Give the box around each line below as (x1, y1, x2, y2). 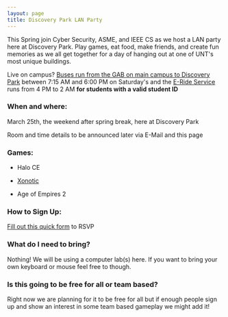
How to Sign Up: (7, 207, 62, 216)
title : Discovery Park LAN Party (7, 16, 103, 23)
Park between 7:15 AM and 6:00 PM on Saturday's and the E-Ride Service (7, 77, 216, 86)
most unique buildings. (7, 57, 72, 65)
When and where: (7, 102, 68, 112)
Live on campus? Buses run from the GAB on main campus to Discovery (7, 70, 210, 79)
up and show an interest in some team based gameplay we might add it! (7, 302, 210, 310)
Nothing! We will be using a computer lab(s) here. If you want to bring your (7, 255, 218, 264)
